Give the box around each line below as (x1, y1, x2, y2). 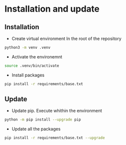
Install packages (11, 72, 45, 78)
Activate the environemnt (11, 54, 63, 59)
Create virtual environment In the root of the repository (11, 36, 122, 41)
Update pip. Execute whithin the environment (11, 108, 103, 114)
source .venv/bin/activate (4, 63, 59, 68)
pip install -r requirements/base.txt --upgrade (4, 135, 105, 141)
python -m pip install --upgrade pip (4, 117, 81, 122)
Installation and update (4, 3, 100, 15)
